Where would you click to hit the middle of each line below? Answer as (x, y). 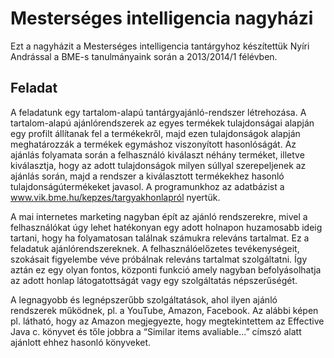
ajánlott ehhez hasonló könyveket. (81, 342)
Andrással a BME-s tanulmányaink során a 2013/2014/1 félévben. (144, 56)
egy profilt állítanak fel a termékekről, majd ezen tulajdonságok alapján (155, 133)
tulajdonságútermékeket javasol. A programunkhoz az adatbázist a (147, 186)
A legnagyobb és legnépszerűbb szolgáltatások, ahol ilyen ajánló (144, 299)
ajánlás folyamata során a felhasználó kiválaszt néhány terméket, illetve (157, 154)
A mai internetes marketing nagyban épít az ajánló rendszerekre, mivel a (159, 216)
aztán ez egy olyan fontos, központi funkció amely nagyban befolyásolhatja (166, 269)
